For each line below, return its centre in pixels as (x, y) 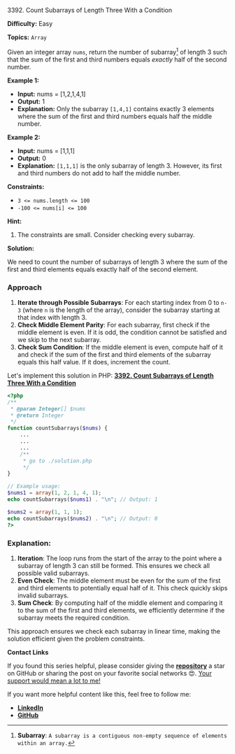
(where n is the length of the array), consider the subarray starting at (121, 310)
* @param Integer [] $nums (48, 408)
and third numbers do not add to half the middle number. (99, 173)
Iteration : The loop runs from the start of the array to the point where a (120, 558)
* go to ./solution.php (57, 461)
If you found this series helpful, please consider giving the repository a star (116, 666)
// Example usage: (34, 486)
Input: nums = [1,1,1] (46, 150)
